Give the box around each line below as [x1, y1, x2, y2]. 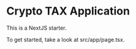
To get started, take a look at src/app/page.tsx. [6, 36, 125, 43]
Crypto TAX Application [6, 4, 130, 18]
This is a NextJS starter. [6, 24, 67, 31]
